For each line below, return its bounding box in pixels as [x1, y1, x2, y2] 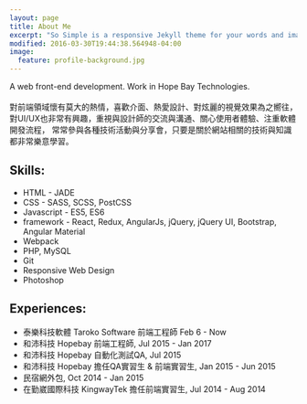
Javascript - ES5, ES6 [22, 207, 105, 218]
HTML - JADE [22, 186, 76, 197]
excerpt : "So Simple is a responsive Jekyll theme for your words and [9, 30, 284, 39]
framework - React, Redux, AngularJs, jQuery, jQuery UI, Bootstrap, [22, 216, 277, 227]
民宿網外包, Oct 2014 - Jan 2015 [22, 372, 144, 383]
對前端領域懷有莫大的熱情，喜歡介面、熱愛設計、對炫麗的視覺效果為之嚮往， [9, 101, 298, 112]
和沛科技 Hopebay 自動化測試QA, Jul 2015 [22, 349, 182, 360]
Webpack [22, 235, 59, 247]
